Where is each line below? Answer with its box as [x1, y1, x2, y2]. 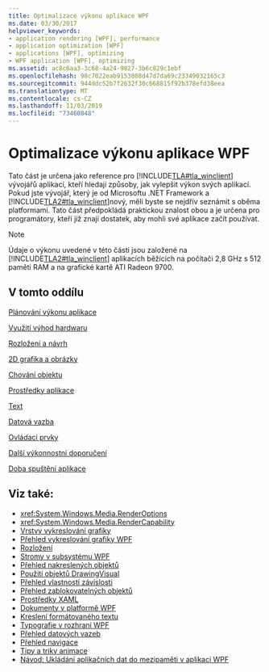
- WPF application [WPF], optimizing [8, 57, 135, 65]
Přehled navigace [19, 637, 79, 647]
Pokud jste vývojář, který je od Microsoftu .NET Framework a [8, 187, 209, 198]
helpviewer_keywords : [8, 27, 81, 35]
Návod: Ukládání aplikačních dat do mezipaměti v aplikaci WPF [19, 654, 230, 664]
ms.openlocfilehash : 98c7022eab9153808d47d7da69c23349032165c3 [8, 72, 226, 80]
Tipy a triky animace [19, 645, 88, 655]
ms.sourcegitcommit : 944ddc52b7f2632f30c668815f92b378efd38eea [8, 79, 226, 87]
